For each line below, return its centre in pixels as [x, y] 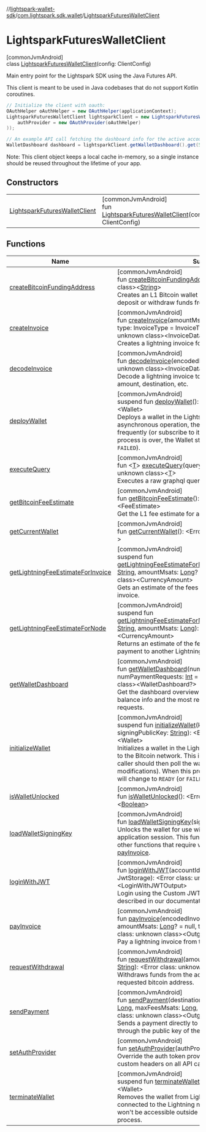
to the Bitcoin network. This [157, 755]
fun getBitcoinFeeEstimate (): [158, 498]
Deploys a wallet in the [150, 417]
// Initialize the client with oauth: [56, 105]
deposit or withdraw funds [155, 302]
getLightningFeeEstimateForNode [58, 628]
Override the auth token [151, 1056]
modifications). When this [154, 771]
